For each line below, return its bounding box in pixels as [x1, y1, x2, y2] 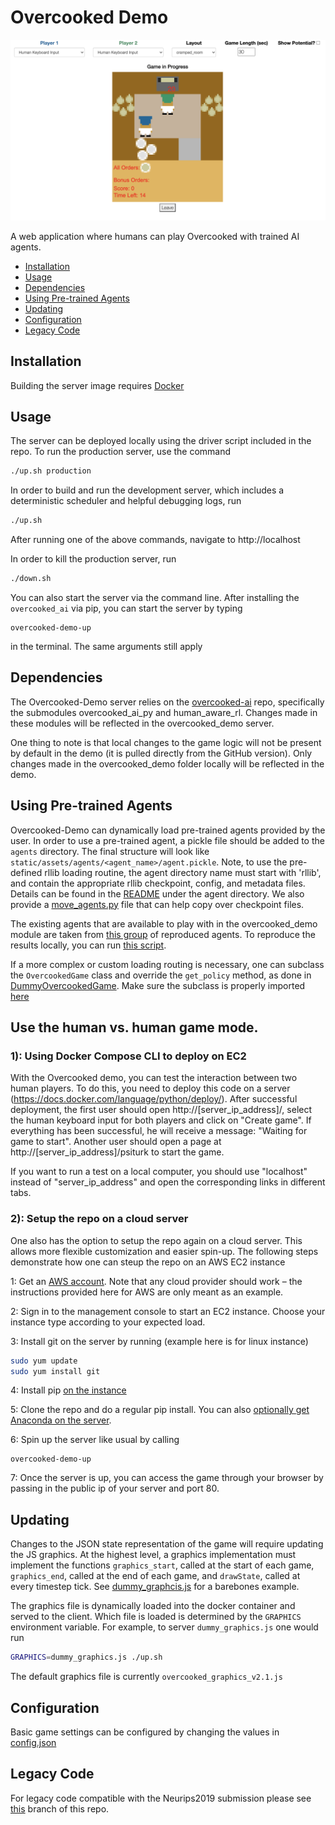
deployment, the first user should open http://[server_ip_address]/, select [10, 1104, 313, 1116]
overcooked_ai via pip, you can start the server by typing [10, 602, 243, 615]
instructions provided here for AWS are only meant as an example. [10, 1286, 284, 1298]
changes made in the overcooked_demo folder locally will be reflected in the [10, 757, 325, 770]
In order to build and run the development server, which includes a [10, 484, 285, 496]
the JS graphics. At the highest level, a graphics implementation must [10, 1549, 297, 1561]
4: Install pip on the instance [10, 1384, 127, 1396]
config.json [10, 1736, 57, 1748]
